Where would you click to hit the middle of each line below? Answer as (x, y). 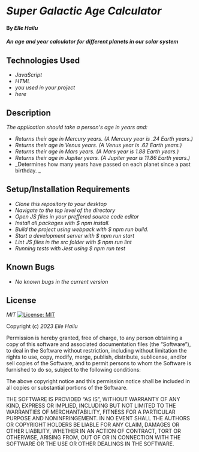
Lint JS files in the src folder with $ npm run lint (73, 242)
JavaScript (28, 75)
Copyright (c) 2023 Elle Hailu (42, 326)
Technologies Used (43, 60)
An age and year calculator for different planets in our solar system (92, 42)
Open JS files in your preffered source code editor (77, 216)
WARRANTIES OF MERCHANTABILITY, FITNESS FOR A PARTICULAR (91, 412)
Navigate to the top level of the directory (65, 210)
